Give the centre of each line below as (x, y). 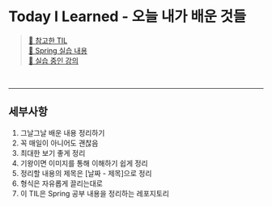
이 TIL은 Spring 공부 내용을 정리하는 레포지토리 (95, 193)
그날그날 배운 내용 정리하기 (62, 132)
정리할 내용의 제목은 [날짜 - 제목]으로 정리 (86, 173)
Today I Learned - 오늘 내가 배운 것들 (127, 17)
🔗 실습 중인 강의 (53, 61)
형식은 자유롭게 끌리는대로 (62, 183)
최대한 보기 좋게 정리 (53, 153)
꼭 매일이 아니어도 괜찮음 (59, 143)
